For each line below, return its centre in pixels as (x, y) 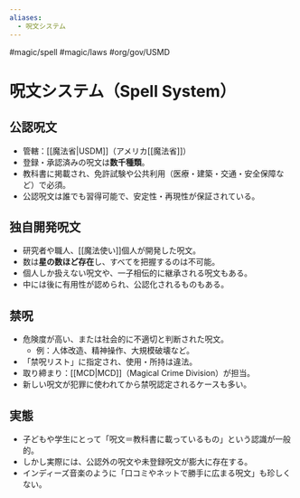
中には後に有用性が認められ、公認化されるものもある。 (125, 285)
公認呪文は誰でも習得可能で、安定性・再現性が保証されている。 (141, 196)
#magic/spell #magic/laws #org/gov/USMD (89, 52)
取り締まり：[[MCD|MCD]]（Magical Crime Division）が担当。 (139, 373)
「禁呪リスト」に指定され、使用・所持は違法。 (109, 362)
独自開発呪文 (45, 227)
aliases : (26, 18)
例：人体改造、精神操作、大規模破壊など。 (115, 351)
